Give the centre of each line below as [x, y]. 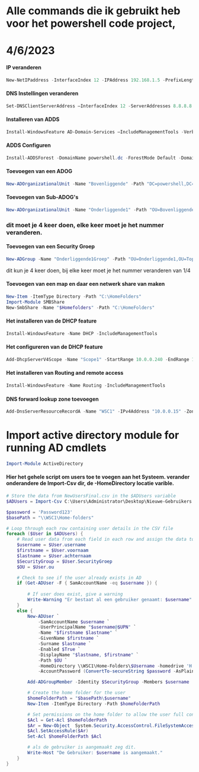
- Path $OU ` [52, 660]
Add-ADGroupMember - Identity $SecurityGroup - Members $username [108, 682]
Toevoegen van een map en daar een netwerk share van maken [86, 284]
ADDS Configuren [29, 145]
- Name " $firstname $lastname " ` [78, 633]
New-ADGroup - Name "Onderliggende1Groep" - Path [66, 259]
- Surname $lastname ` [65, 644]
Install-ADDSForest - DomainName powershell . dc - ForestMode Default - [94, 158]
